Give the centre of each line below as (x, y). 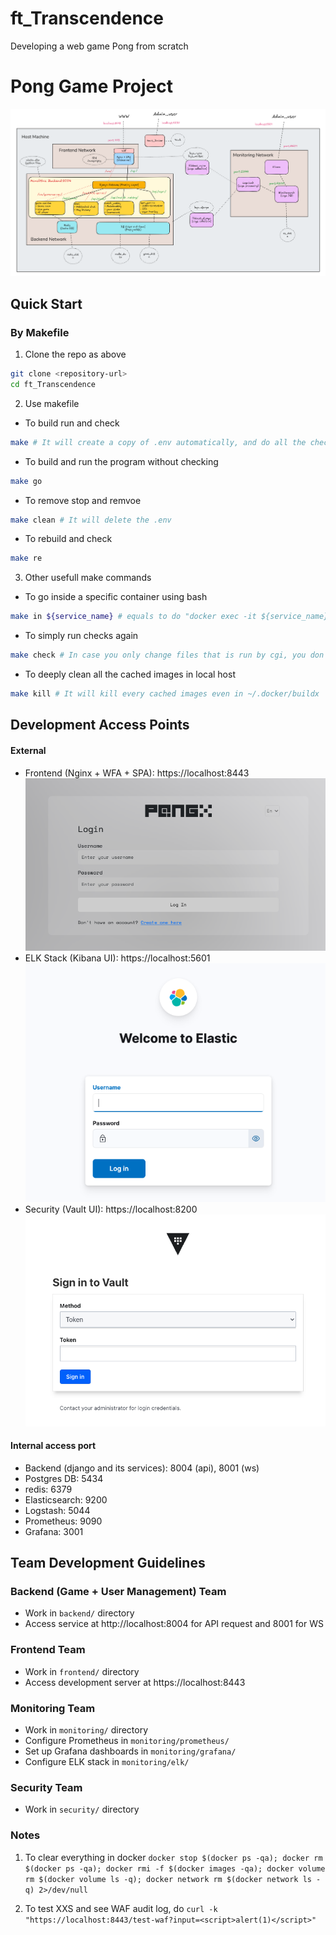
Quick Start (46, 303)
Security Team (46, 1787)
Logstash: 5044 (57, 1510)
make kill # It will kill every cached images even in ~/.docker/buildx (165, 694)
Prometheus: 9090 (63, 1521)
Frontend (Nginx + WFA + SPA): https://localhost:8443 (137, 773)
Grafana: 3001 (54, 1531)
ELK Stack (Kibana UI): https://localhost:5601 (117, 958)
